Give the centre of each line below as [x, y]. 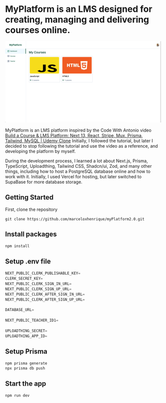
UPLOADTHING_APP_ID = [26, 336]
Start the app [26, 383]
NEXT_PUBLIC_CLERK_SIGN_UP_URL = [38, 289]
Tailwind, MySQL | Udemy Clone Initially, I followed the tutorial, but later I [79, 141]
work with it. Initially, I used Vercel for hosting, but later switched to [73, 176]
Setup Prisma [26, 351]
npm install [17, 246]
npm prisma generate [26, 363]
